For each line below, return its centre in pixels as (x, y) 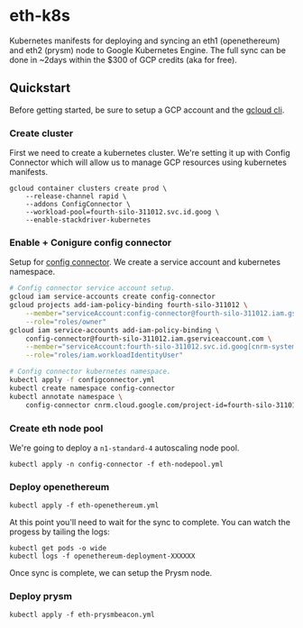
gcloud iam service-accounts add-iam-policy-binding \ (115, 330)
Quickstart (40, 88)
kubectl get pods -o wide (58, 549)
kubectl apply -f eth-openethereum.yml (84, 505)
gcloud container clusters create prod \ (88, 189)
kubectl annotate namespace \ (66, 396)
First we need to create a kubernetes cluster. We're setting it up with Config (150, 153)
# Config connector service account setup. (92, 288)
